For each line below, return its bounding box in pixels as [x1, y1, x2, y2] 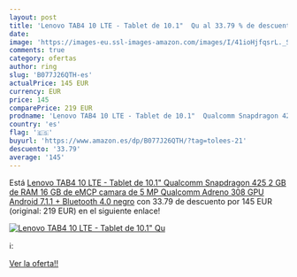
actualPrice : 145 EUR [9, 79, 89, 88]
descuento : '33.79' [9, 144, 81, 153]
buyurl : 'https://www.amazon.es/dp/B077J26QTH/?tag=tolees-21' [9, 136, 247, 145]
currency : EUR [9, 87, 62, 96]
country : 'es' [9, 120, 62, 129]
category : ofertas [9, 54, 77, 63]
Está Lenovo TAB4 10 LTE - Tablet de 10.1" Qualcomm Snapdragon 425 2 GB [9, 177, 287, 188]
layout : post [9, 12, 57, 22]
